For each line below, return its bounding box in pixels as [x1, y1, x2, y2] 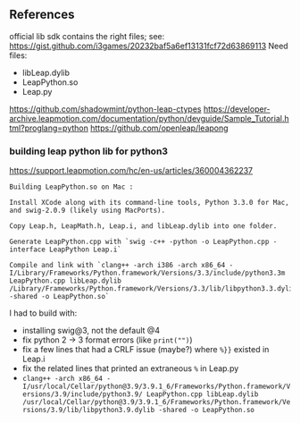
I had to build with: [9, 308, 78, 318]
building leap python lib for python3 [9, 145, 168, 157]
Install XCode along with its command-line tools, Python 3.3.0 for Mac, [9, 199, 290, 207]
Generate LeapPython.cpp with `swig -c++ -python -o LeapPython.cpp [9, 237, 270, 247]
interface [9, 245, 46, 254]
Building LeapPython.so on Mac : [9, 182, 134, 191]
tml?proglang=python [9, 123, 89, 133]
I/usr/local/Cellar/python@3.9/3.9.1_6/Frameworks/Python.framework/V [21, 382, 291, 392]
